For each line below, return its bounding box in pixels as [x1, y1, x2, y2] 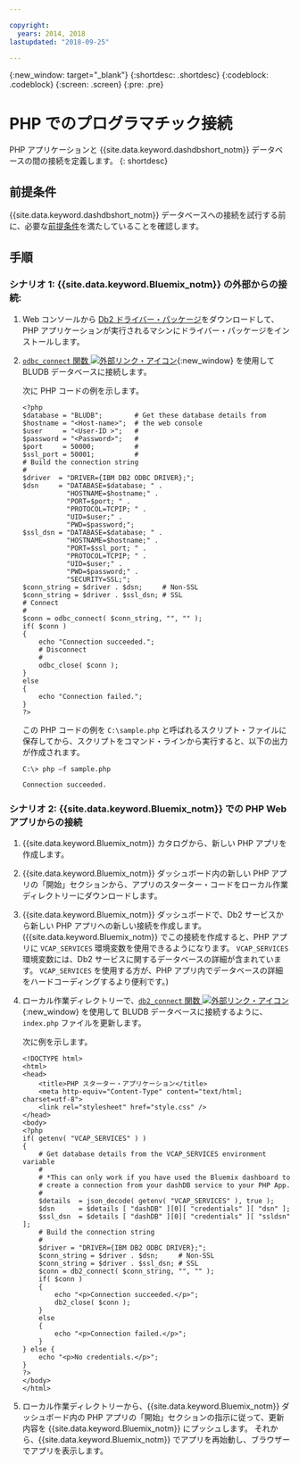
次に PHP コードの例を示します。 [21, 385, 145, 395]
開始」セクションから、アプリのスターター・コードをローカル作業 [46, 879, 288, 890]
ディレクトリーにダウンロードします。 [21, 890, 162, 902]
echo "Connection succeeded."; [38, 637, 155, 646]
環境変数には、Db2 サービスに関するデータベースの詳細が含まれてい [21, 954, 274, 965]
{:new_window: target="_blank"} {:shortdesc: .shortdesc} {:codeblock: [9, 70, 270, 80]
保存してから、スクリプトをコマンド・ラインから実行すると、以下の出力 [21, 736, 288, 746]
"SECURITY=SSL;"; [66, 575, 131, 584]
